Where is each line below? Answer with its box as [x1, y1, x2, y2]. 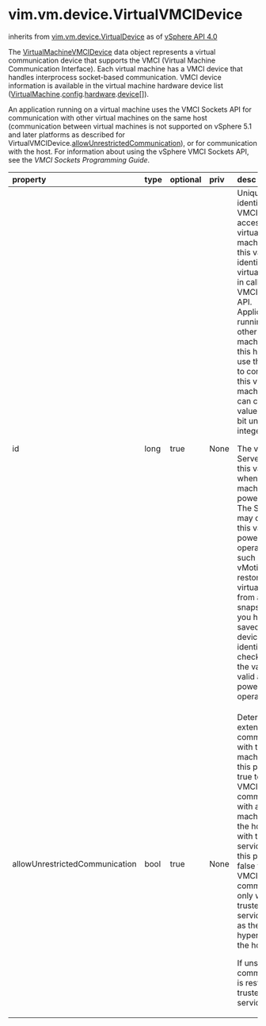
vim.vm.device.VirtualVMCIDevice [8, 6, 243, 24]
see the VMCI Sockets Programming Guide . [8, 155, 150, 164]
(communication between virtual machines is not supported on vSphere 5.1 [8, 121, 252, 131]
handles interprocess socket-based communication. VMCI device [8, 72, 222, 82]
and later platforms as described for [8, 129, 125, 140]
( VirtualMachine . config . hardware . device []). [8, 89, 149, 98]
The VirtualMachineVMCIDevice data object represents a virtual [8, 47, 216, 56]
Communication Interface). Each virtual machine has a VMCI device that [8, 63, 243, 73]
